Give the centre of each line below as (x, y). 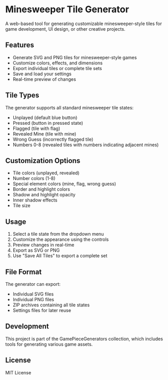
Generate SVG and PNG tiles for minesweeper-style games (75, 57)
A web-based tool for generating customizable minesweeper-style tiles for (84, 24)
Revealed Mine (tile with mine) (44, 133)
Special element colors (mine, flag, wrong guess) (64, 184)
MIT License (18, 372)
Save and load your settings (42, 74)
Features (20, 45)
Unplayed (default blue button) (45, 117)
